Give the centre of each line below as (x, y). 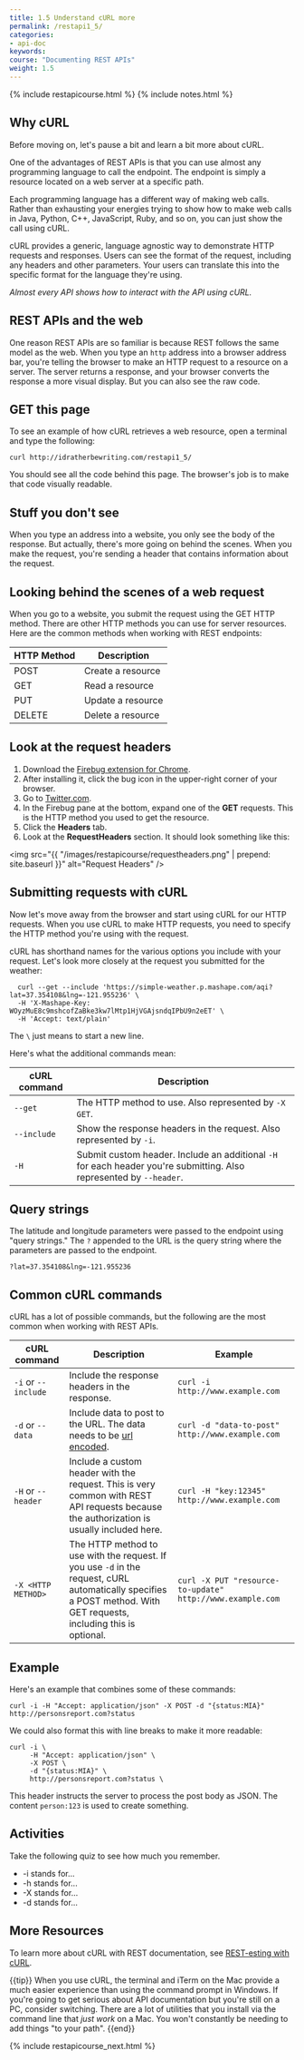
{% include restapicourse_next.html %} (82, 2045)
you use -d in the (105, 1567)
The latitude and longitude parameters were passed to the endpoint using (147, 1231)
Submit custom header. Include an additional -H (177, 1154)
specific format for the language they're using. (96, 274)
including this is (102, 1623)
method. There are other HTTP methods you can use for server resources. (148, 623)
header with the (102, 1473)
